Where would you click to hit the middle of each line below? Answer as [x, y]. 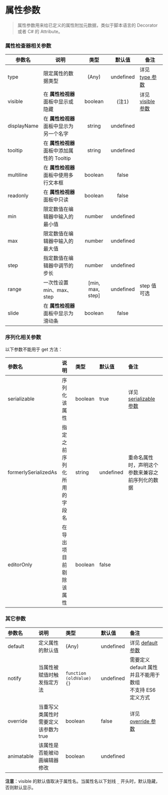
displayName [23, 126]
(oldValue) [78, 678]
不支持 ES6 [143, 690]
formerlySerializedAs [32, 472]
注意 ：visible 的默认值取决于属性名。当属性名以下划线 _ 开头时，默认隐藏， [83, 781]
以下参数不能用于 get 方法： [34, 349]
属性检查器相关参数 [28, 46]
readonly [18, 195]
